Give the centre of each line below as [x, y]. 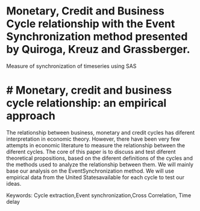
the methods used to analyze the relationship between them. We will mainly [100, 164]
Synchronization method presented [97, 37]
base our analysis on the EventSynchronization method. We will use [90, 171]
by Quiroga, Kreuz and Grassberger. [98, 50]
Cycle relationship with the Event [91, 24]
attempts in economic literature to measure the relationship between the [96, 145]
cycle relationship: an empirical [86, 103]
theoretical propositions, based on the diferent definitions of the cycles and [100, 158]
